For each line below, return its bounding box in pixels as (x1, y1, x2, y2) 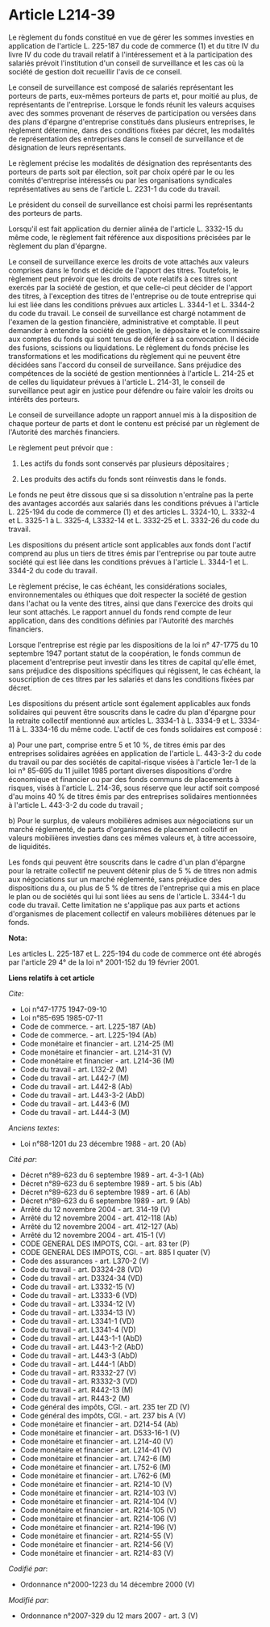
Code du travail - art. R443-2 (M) (19, 1393, 131, 1403)
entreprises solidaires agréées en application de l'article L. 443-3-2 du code (8, 748, 262, 758)
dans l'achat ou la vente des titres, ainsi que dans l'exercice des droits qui (8, 598, 254, 608)
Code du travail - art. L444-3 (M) (19, 1107, 131, 1117)
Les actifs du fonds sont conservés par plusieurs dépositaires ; (19, 459, 230, 468)
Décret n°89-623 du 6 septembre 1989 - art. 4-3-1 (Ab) (19, 1170, 205, 1180)
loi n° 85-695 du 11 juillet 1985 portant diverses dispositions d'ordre (8, 766, 232, 775)
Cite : (8, 988, 24, 998)
